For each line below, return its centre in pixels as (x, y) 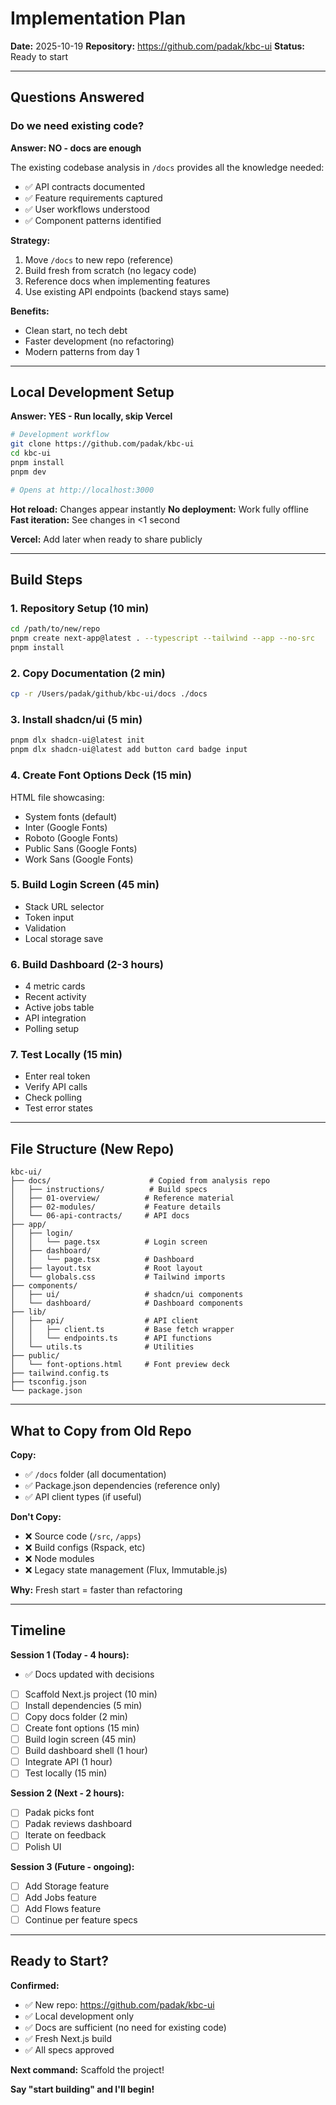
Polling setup (52, 1029)
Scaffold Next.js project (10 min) (91, 1694)
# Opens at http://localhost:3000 (82, 490)
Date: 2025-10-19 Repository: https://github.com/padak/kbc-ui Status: (157, 46)
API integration (55, 1018)
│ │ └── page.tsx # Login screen (109, 1242)
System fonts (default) (71, 816)
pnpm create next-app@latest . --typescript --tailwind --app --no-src (162, 638)
